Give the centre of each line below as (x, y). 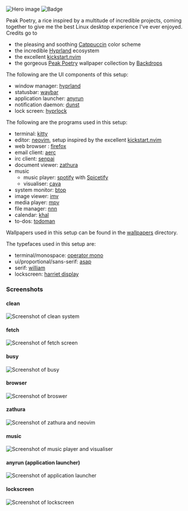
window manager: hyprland (47, 86)
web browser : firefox (40, 146)
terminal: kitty (31, 133)
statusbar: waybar (36, 92)
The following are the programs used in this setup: (67, 122)
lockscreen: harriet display (47, 274)
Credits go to (22, 33)
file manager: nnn (36, 208)
